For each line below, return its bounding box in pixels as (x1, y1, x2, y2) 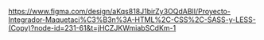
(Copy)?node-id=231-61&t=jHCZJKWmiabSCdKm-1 (8, 24, 177, 32)
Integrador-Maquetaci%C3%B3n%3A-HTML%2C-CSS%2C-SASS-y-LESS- (8, 15, 256, 24)
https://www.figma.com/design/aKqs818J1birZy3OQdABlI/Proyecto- (8, 7, 231, 16)
